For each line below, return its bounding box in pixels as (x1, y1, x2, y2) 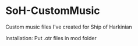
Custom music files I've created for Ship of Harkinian (5, 23, 132, 30)
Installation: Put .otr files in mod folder (5, 34, 97, 41)
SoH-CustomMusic (5, 4, 100, 17)
